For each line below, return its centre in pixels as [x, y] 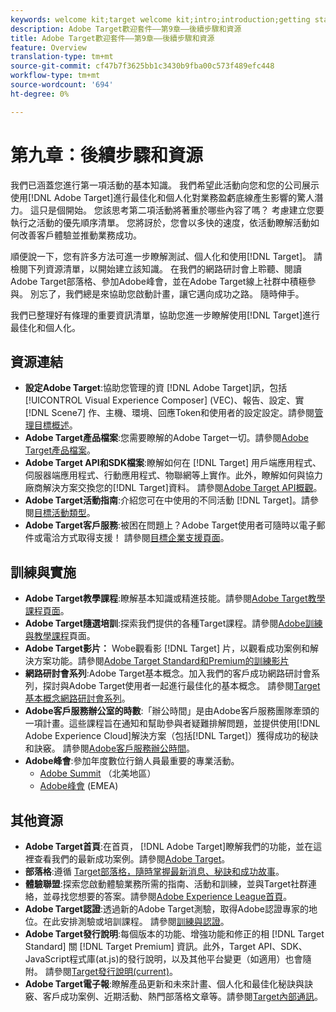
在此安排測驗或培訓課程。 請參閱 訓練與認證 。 [136, 921]
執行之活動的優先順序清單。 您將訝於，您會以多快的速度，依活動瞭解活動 [160, 222]
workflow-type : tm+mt [55, 76]
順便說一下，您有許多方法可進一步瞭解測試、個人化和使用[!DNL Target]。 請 [166, 256]
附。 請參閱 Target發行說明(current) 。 [101, 971]
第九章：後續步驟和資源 [107, 155]
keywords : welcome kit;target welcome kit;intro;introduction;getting [160, 19]
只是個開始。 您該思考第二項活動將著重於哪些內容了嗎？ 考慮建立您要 [181, 210]
